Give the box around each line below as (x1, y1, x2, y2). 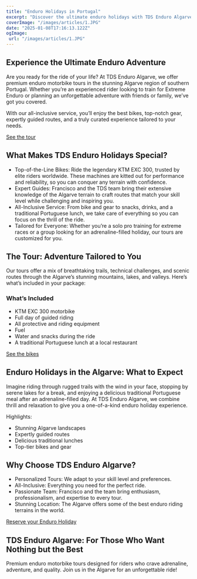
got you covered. (6, 98, 47, 105)
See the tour (6, 133, 36, 140)
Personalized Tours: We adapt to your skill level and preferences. (14, 476, 172, 483)
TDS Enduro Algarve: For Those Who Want (6, 535, 165, 545)
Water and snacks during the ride (14, 332, 96, 339)
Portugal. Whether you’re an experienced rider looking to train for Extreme (6, 86, 186, 93)
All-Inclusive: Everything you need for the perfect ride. (14, 482, 147, 489)
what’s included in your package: (6, 280, 86, 287)
